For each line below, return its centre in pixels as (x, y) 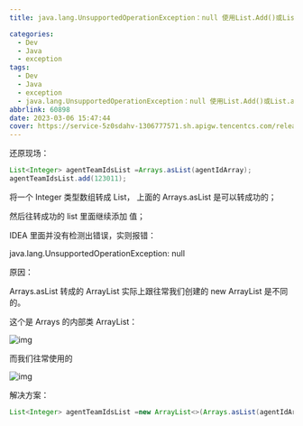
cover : (22, 126)
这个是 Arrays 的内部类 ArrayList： (73, 321)
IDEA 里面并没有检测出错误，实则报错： (83, 235)
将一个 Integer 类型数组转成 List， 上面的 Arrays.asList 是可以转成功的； (143, 197)
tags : (19, 68)
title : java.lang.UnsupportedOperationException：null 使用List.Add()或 (146, 18)
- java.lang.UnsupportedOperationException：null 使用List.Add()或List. (154, 101)
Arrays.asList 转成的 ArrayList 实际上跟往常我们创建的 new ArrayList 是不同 (149, 291)
